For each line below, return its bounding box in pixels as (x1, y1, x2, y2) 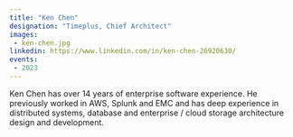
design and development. (9, 116, 104, 127)
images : (9, 30, 39, 39)
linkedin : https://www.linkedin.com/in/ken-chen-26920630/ (9, 47, 237, 56)
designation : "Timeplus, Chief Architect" (9, 22, 172, 31)
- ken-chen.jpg (13, 38, 71, 48)
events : (9, 55, 39, 64)
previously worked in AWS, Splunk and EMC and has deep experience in (9, 97, 279, 108)
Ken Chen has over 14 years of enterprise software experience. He (9, 87, 258, 99)
